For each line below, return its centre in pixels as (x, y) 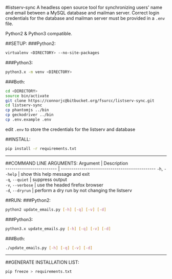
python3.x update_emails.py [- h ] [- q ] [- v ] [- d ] (58, 229)
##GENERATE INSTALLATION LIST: (42, 262)
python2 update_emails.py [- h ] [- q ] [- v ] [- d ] (56, 210)
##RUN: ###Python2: (28, 200)
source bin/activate (27, 96)
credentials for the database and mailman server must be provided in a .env (85, 18)
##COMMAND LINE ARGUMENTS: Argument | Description (67, 163)
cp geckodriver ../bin (29, 115)
